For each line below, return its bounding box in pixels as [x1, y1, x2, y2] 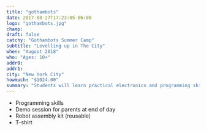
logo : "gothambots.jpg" [6, 20, 67, 26]
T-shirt [15, 119, 32, 126]
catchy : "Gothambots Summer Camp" [6, 37, 95, 43]
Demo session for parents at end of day [15, 106, 116, 113]
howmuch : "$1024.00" [6, 77, 59, 83]
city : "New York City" [6, 71, 64, 77]
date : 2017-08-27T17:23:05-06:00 [6, 15, 92, 21]
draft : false [6, 32, 40, 38]
